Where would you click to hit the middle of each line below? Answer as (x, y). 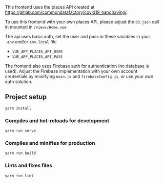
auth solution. (19, 81)
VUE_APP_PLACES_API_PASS (37, 57)
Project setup (26, 97)
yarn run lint (20, 176)
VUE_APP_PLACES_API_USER (37, 52)
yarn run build (20, 153)
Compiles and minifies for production (50, 143)
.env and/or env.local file (31, 42)
